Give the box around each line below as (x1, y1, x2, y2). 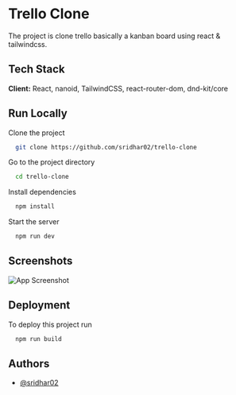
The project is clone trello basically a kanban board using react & (8, 31, 221, 41)
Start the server (8, 217, 60, 227)
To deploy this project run (8, 319, 93, 329)
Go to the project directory (8, 157, 95, 167)
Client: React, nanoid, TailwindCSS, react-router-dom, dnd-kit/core (8, 83, 229, 93)
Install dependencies (8, 188, 77, 197)
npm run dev (15, 232, 56, 241)
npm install (15, 203, 56, 211)
